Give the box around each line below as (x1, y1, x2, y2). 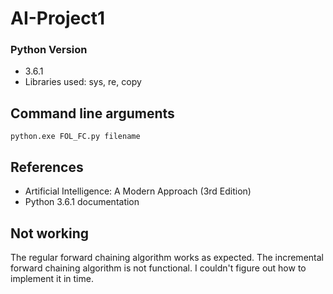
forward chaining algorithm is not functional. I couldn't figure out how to (10, 262, 307, 274)
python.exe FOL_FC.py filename (10, 132, 141, 142)
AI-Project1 (10, 7, 105, 30)
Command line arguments (10, 105, 175, 122)
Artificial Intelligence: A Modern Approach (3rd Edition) (24, 185, 252, 197)
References (10, 158, 84, 176)
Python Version (10, 43, 88, 57)
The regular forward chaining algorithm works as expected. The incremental (10, 251, 324, 263)
